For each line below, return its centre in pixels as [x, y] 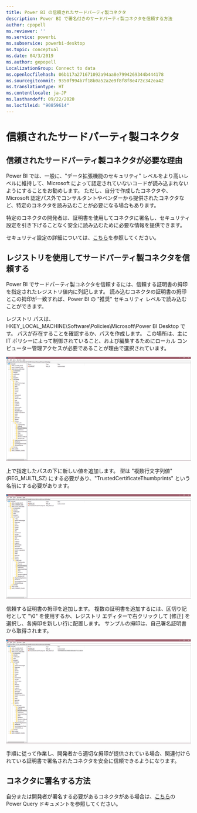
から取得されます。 [29, 630]
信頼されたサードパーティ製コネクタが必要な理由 [94, 161]
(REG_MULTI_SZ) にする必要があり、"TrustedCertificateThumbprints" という [98, 479]
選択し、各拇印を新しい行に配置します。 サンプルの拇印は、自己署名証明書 [96, 623]
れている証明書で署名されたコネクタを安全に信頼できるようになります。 [93, 761]
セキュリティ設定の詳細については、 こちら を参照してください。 [83, 237]
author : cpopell [26, 25]
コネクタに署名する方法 [48, 781]
